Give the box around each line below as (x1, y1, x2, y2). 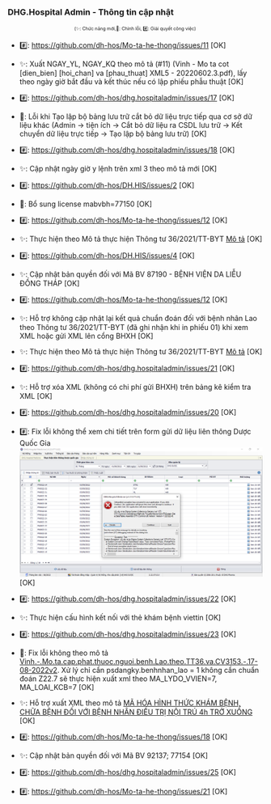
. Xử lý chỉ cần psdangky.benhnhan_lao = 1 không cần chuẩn (57, 665, 260, 675)
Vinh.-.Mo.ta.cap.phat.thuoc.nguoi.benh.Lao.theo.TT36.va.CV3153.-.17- (19, 656, 258, 666)
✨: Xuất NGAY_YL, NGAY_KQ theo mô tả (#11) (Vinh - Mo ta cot (19, 59, 230, 69)
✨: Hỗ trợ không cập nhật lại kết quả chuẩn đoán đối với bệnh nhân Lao (19, 314, 258, 324)
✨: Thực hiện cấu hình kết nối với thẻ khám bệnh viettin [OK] (19, 612, 222, 622)
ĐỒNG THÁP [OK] (19, 278, 80, 289)
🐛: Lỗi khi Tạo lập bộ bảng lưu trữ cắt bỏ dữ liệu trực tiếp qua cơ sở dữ (19, 112, 252, 121)
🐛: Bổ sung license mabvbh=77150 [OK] (19, 199, 153, 209)
